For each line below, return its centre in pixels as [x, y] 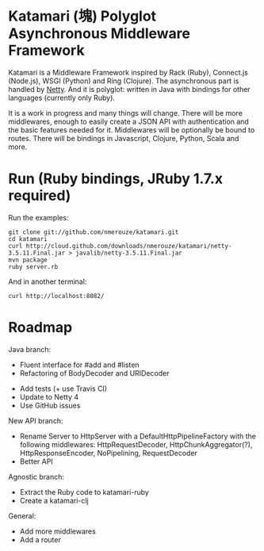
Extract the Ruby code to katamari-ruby [84, 492]
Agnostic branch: [36, 476]
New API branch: [36, 420]
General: [22, 515]
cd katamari [28, 239]
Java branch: [30, 349]
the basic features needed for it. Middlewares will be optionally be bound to [132, 130]
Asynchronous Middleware [99, 34]
